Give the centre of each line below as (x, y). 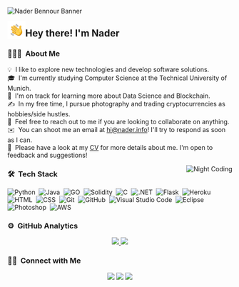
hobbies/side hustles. (39, 114)
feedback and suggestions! (47, 155)
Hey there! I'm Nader (72, 33)
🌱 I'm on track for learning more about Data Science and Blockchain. (109, 96)
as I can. (20, 140)
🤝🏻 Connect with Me (44, 261)
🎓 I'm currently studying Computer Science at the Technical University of (117, 78)
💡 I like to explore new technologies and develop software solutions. (108, 69)
